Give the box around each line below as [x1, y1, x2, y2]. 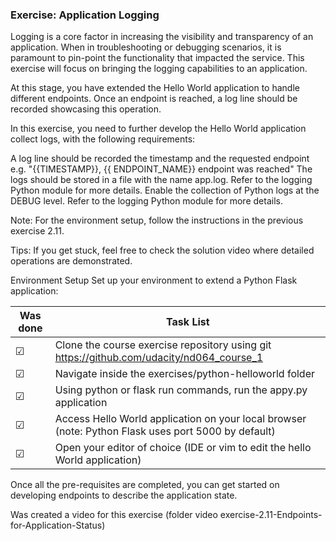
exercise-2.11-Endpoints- [219, 509, 323, 521]
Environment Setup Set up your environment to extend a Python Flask [10, 274, 298, 287]
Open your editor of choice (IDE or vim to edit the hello [54, 441, 312, 455]
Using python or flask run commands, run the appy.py [54, 383, 308, 397]
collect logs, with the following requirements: [10, 133, 196, 145]
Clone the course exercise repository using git [54, 338, 272, 352]
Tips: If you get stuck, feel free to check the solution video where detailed [10, 244, 315, 257]
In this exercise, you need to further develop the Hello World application [10, 123, 307, 135]
